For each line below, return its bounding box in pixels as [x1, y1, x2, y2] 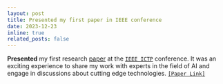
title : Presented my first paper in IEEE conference [7, 17, 162, 23]
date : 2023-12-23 [7, 23, 57, 30]
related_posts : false [7, 36, 70, 43]
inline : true [7, 29, 45, 36]
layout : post [7, 10, 45, 17]
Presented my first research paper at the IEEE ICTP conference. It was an [7, 54, 217, 63]
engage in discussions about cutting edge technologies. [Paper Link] [7, 70, 206, 78]
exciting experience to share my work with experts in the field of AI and [7, 62, 210, 70]
